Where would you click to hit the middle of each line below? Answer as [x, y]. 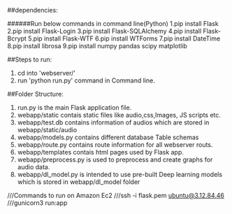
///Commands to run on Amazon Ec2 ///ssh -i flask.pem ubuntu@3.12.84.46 [116, 195]
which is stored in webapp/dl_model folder [79, 182]
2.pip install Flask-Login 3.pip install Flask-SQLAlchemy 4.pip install [104, 31]
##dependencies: [32, 10]
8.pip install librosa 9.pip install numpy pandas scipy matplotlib [97, 46]
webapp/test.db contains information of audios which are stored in [113, 122]
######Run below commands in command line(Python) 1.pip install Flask [113, 23]
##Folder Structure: [36, 94]
